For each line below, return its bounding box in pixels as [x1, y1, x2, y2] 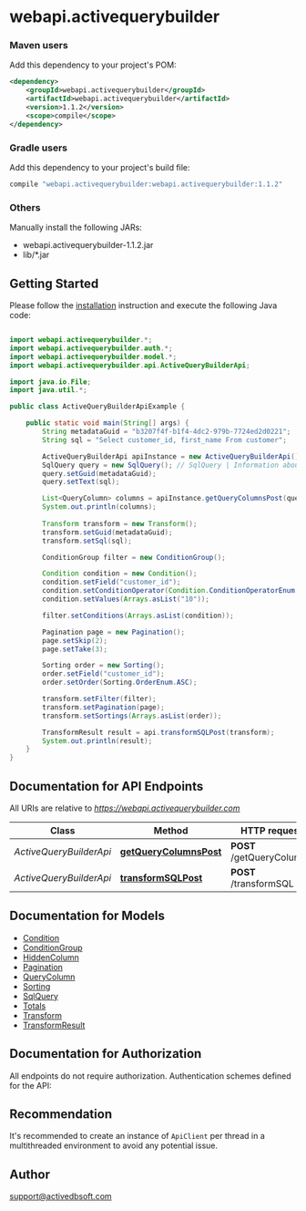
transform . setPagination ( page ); [42, 702, 166, 712]
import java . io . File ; [9, 377, 92, 387]
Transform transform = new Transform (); [42, 519, 198, 528]
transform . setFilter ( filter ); [42, 695, 157, 704]
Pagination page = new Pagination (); [42, 627, 185, 637]
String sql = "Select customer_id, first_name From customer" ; [42, 435, 287, 444]
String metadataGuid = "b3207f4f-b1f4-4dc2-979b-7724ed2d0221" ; [42, 427, 291, 437]
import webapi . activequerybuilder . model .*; [9, 352, 178, 361]
